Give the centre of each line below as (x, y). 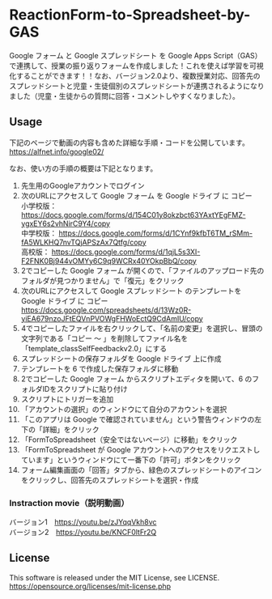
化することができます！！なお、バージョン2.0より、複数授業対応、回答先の (135, 75)
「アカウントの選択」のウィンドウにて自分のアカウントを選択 (124, 409)
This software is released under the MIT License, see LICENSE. (115, 577)
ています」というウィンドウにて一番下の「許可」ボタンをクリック (131, 460)
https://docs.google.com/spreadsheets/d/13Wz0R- (106, 310)
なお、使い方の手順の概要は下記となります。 (83, 168)
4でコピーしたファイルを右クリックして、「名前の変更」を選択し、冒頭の (142, 328)
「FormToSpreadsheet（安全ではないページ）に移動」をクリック (129, 440)
